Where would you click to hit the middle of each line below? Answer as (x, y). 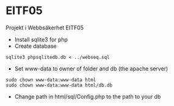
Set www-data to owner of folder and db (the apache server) (91, 69)
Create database (35, 46)
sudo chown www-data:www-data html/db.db (59, 85)
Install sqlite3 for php (41, 39)
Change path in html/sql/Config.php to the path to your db (88, 96)
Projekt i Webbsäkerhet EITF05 (45, 28)
